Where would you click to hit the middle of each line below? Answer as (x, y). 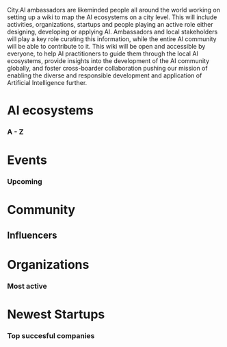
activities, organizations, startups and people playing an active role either (110, 24)
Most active (27, 286)
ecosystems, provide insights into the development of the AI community (108, 61)
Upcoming (25, 182)
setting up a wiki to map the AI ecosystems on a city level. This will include (112, 17)
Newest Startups (56, 314)
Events (27, 160)
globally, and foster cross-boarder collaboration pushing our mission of (107, 68)
